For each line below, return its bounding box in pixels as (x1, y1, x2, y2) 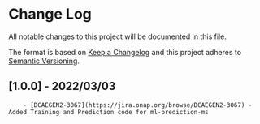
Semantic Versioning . (8, 56, 80, 66)
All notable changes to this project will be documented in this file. (8, 32, 227, 41)
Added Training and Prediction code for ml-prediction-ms (8, 108, 209, 116)
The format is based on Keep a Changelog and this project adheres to (8, 47, 242, 57)
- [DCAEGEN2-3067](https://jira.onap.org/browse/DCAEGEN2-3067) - (23, 100, 253, 109)
